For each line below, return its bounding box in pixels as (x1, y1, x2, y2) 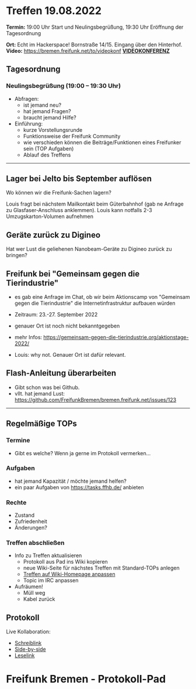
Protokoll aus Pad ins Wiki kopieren (23, 558, 108, 565)
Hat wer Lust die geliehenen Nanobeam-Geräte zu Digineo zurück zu (6, 245, 172, 253)
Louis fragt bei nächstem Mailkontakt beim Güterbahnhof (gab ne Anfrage (6, 200, 184, 207)
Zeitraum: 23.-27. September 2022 (14, 311, 98, 318)
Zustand (14, 511, 35, 519)
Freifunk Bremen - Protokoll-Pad (6, 673, 166, 686)
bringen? (6, 252, 27, 259)
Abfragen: (14, 95, 39, 102)
